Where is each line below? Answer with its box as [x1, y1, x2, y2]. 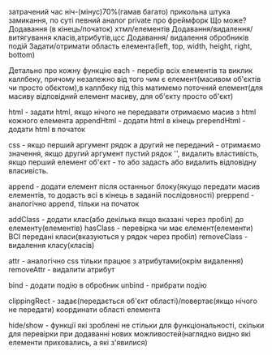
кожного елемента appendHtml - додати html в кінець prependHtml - [8, 116, 246, 125]
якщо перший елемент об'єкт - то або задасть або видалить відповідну [8, 157, 257, 167]
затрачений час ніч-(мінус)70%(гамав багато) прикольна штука [8, 7, 231, 16]
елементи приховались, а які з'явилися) [8, 338, 148, 347]
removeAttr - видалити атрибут [8, 265, 115, 274]
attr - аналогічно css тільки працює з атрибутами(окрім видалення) [8, 256, 244, 266]
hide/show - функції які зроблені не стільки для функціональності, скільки [8, 320, 265, 330]
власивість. [8, 166, 49, 175]
